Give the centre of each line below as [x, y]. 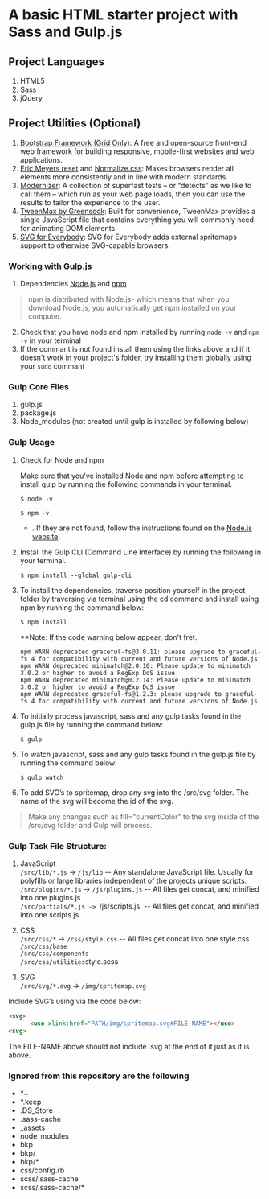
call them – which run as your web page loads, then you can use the [132, 194]
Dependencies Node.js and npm [73, 284]
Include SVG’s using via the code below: [75, 1001]
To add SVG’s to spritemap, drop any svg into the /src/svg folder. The [134, 792]
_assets [33, 1127]
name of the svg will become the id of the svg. [97, 801]
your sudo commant [52, 366]
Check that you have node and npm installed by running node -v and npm [139, 332]
